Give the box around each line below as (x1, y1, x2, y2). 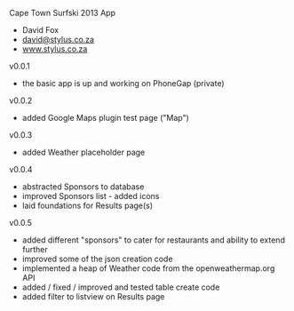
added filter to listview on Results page (21, 291, 165, 301)
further (21, 244, 49, 254)
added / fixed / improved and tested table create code (21, 282, 220, 292)
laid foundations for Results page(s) (21, 200, 154, 211)
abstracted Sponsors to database (21, 181, 145, 192)
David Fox (21, 25, 60, 35)
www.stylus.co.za (21, 44, 88, 54)
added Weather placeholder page (21, 147, 146, 157)
